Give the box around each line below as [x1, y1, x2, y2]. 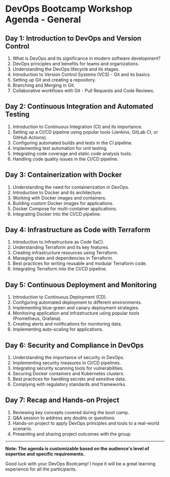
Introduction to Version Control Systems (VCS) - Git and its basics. [12, 71, 151, 77]
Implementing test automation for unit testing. [12, 145, 108, 151]
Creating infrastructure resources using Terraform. [12, 250, 118, 256]
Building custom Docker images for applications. [12, 200, 114, 206]
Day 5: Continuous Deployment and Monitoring [5, 281, 157, 289]
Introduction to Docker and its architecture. [12, 189, 103, 195]
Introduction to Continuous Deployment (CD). [12, 294, 107, 300]
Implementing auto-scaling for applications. [12, 326, 104, 332]
